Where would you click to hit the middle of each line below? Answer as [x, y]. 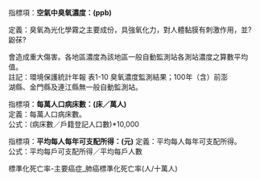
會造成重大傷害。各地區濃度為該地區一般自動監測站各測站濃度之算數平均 [128, 57]
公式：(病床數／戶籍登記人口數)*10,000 [74, 124]
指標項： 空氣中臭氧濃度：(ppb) [60, 12]
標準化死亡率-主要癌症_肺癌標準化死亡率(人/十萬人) [93, 169]
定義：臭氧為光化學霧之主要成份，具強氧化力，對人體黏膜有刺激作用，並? [130, 30]
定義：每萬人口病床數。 [47, 114]
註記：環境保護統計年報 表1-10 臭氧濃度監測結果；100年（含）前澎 [118, 77]
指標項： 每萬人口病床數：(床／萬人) [68, 104]
